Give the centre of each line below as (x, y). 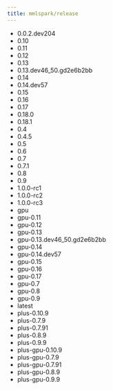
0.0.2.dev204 (36, 33)
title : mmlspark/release (43, 14)
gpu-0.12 (30, 224)
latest (25, 305)
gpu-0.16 (30, 269)
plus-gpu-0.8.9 (39, 372)
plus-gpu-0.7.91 (39, 364)
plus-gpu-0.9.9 (39, 379)
